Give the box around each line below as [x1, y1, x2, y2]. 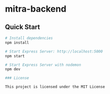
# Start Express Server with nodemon [5, 62, 81, 67]
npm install [5, 40, 29, 45]
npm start [5, 54, 25, 58]
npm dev [5, 67, 21, 72]
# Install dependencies [5, 36, 53, 40]
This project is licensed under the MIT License [5, 84, 105, 90]
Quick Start [5, 23, 40, 31]
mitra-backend [5, 3, 66, 15]
